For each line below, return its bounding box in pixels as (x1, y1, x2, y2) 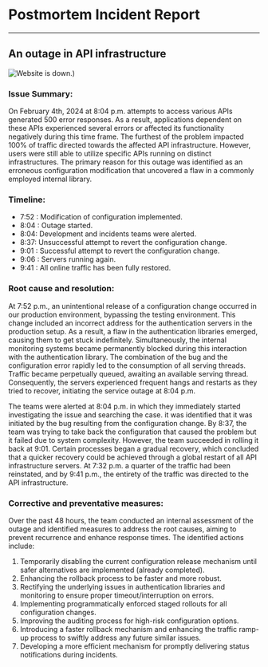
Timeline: (8, 194, 46, 205)
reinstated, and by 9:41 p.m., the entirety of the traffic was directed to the (8, 469, 249, 479)
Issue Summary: (8, 88, 73, 99)
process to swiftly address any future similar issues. (30, 633, 202, 642)
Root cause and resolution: (8, 283, 115, 294)
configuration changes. (19, 607, 97, 617)
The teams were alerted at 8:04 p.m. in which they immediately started (8, 401, 241, 411)
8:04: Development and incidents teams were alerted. (19, 229, 197, 239)
